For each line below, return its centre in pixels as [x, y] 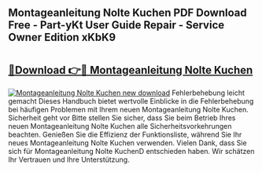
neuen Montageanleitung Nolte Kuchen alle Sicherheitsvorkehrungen [120, 126]
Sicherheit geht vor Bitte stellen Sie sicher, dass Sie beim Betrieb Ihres [122, 118]
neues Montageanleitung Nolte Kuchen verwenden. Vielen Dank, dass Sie [127, 143]
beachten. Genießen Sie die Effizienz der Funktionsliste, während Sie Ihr [125, 134]
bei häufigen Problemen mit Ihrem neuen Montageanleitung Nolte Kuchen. [129, 110]
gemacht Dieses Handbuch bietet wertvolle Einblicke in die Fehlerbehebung [131, 101]
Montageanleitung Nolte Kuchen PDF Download [127, 13]
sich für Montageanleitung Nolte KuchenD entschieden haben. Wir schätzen [131, 151]
